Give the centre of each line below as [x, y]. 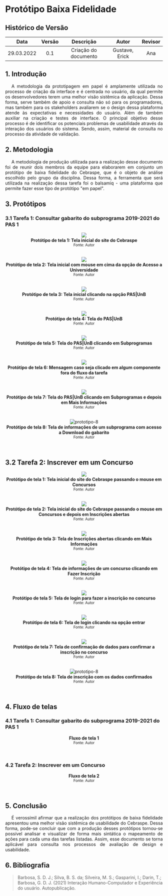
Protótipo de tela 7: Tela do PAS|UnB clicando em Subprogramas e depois [84, 397]
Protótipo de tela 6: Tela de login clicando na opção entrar [84, 622]
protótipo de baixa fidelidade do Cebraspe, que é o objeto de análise [84, 172]
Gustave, [123, 50]
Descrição [84, 42]
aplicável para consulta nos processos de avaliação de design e [84, 844]
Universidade [84, 270]
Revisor [151, 42]
